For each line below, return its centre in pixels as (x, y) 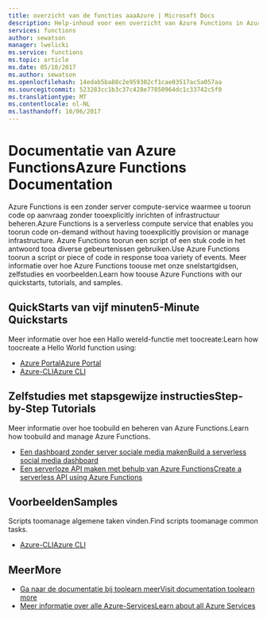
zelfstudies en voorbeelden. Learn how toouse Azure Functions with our (125, 274)
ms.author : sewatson (43, 75)
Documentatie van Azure (92, 151)
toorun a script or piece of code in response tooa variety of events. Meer (128, 257)
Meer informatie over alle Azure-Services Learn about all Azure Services (137, 606)
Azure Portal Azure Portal (60, 363)
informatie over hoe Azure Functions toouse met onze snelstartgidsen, (124, 265)
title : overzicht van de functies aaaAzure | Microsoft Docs (112, 15)
